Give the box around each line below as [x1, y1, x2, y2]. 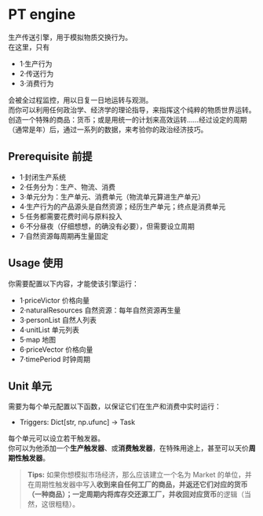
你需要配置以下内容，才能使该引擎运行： [8, 279, 139, 288]
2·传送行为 [19, 68, 54, 78]
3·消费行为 [19, 79, 54, 88]
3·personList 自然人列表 [19, 315, 97, 324]
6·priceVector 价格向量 [19, 344, 93, 354]
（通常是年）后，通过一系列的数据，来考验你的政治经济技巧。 [8, 124, 208, 134]
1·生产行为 [19, 59, 53, 68]
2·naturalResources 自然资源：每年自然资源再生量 [19, 305, 181, 315]
